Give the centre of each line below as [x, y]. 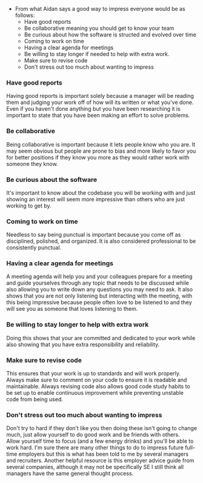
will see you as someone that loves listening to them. [72, 309]
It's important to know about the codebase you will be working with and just [101, 193]
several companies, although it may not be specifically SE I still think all [95, 467]
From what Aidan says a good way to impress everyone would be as [100, 9]
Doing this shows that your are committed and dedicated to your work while [101, 338]
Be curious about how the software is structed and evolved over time [110, 35]
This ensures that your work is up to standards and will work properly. [93, 374]
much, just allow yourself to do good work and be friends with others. [93, 435]
